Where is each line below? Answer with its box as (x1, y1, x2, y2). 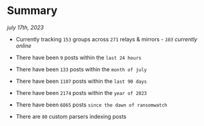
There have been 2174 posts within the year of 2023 (15, 89, 147, 96)
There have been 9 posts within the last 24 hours (15, 54, 142, 61)
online (15, 42, 32, 49)
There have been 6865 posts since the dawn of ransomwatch (15, 101, 167, 108)
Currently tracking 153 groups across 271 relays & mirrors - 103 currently (15, 35, 198, 43)
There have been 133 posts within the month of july (15, 65, 147, 73)
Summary (7, 4, 57, 18)
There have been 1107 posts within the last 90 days (15, 77, 147, 85)
